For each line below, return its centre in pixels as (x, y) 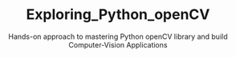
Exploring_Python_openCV (118, 15)
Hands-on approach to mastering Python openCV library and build (118, 36)
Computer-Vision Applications (118, 44)
